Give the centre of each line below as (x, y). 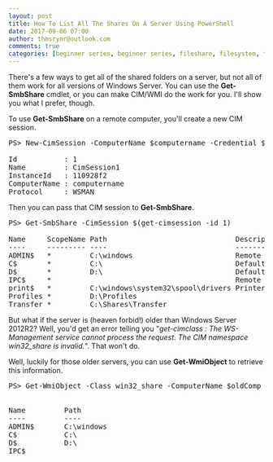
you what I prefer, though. (52, 103)
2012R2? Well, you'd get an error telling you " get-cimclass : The (115, 328)
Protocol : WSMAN (52, 192)
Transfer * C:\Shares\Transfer (88, 304)
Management (31, 337)
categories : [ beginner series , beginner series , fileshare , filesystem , (134, 54)
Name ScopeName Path (58, 239)
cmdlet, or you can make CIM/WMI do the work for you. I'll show (154, 94)
